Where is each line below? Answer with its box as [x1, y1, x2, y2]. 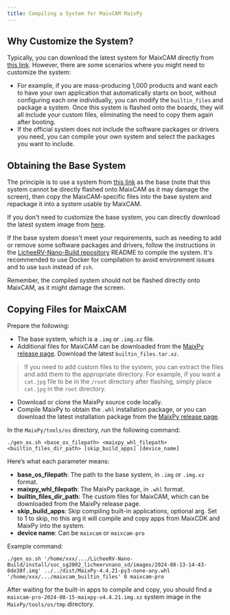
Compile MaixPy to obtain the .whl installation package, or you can [16, 406, 207, 414]
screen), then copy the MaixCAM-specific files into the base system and [7, 193, 212, 201]
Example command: [7, 542, 63, 550]
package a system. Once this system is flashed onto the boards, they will [16, 104, 224, 112]
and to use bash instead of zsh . [7, 263, 94, 271]
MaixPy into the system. [16, 522, 86, 530]
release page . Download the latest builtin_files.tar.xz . [16, 349, 179, 358]
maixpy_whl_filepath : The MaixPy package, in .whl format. [16, 485, 185, 494]
